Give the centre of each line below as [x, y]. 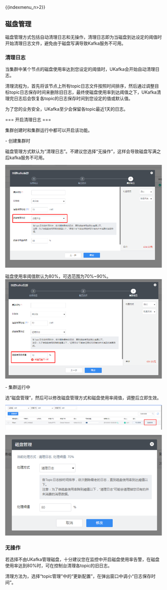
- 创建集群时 [18, 141]
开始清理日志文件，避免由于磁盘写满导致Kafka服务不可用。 [65, 43]
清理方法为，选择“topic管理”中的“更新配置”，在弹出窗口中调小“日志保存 [78, 576]
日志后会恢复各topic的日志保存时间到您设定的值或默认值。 [73, 99]
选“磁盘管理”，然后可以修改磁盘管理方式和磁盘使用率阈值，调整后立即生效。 [83, 398]
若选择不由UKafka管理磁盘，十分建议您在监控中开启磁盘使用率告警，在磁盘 [83, 560]
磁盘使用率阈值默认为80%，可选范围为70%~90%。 [58, 277]
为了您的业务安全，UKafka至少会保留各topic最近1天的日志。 [67, 109]
